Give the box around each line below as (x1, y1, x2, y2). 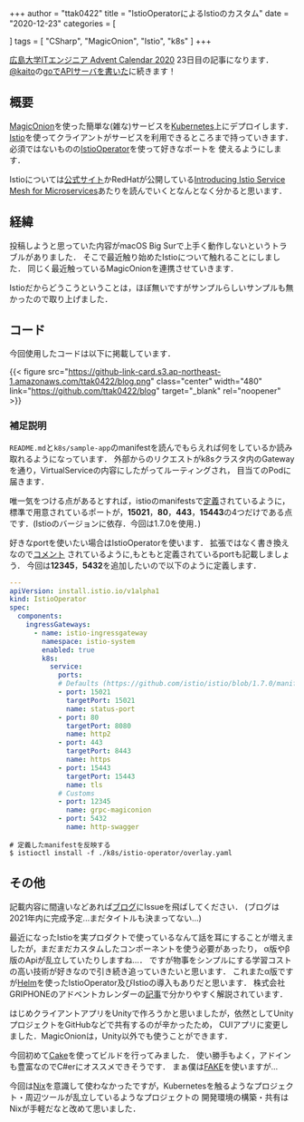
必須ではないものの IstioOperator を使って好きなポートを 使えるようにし (9, 143, 274, 154)
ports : (57, 670, 83, 680)
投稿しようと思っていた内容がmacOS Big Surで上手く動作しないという (9, 239, 271, 251)
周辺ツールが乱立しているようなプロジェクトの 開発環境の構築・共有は (24, 1091, 290, 1102)
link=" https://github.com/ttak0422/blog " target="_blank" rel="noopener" (9, 385, 281, 396)
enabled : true (42, 645, 95, 655)
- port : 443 (57, 738, 103, 747)
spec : (9, 603, 30, 612)
